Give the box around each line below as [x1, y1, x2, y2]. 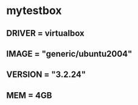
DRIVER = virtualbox [6, 28, 85, 38]
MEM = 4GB [6, 90, 52, 101]
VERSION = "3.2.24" [6, 70, 86, 80]
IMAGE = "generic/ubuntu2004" [6, 48, 133, 59]
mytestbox [6, 4, 62, 18]
